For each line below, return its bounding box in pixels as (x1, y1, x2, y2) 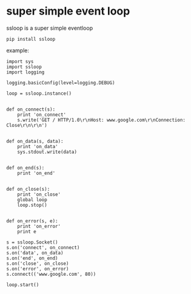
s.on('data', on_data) (6, 250, 64, 256)
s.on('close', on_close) (6, 260, 69, 267)
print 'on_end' (17, 170, 56, 176)
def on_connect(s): (6, 106, 56, 112)
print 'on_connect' (17, 111, 67, 118)
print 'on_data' (17, 143, 59, 149)
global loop (17, 196, 47, 203)
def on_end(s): (6, 165, 45, 171)
